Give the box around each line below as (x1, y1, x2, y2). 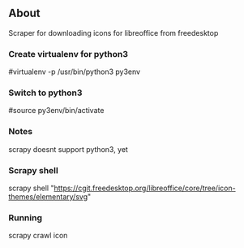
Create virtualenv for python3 (8, 48, 128, 59)
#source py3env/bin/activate (8, 106, 105, 115)
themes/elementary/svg (8, 192, 88, 202)
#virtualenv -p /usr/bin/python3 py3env (8, 67, 140, 76)
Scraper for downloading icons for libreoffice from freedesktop (8, 28, 219, 37)
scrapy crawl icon (8, 231, 68, 241)
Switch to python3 (8, 87, 83, 98)
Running (8, 211, 43, 223)
